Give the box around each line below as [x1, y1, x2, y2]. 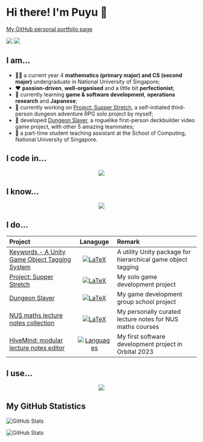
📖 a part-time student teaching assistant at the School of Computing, [14, 129, 187, 137]
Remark [117, 238, 140, 246]
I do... [6, 219, 29, 230]
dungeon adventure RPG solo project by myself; [34, 110, 154, 117]
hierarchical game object [117, 255, 187, 264]
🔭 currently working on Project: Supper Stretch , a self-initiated [14, 103, 170, 111]
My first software [117, 333, 166, 341]
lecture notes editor [9, 344, 65, 353]
